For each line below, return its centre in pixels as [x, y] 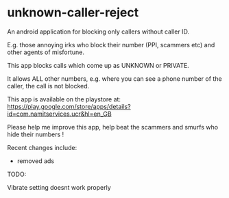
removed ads [36, 161]
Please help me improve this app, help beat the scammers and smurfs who [112, 127]
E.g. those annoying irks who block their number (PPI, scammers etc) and [111, 45]
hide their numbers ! [36, 134]
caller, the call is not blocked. [48, 86]
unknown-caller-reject [73, 13]
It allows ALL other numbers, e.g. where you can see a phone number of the [114, 78]
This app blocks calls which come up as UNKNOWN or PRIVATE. [98, 65]
